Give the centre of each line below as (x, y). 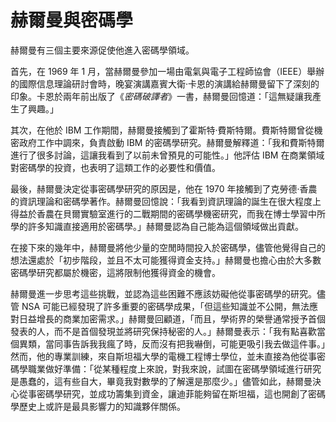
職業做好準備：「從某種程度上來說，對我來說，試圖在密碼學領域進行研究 (174, 368)
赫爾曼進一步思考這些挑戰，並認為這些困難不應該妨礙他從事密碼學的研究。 (163, 293)
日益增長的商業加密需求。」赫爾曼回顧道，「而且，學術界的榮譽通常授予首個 (172, 318)
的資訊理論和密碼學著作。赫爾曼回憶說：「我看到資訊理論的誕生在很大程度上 (166, 201)
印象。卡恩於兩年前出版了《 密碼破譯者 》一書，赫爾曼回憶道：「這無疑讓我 (161, 96)
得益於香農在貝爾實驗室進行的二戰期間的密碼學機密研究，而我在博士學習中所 (168, 213)
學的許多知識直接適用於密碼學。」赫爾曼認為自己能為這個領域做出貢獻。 (157, 226)
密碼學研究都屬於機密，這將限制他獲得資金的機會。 (115, 272)
